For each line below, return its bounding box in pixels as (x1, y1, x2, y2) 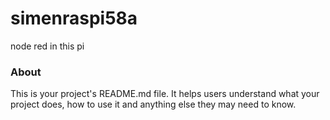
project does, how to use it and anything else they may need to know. (10, 98, 297, 111)
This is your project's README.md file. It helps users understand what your (10, 88, 320, 100)
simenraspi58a (10, 7, 138, 30)
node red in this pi (10, 40, 85, 52)
